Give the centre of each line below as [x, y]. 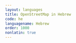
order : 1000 [17, 28]
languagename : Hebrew [27, 23]
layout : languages [24, 10]
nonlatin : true [21, 33]
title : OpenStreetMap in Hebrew [38, 14]
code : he [14, 19]
